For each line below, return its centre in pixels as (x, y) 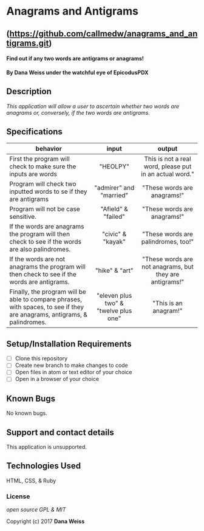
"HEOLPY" (114, 166)
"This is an (168, 303)
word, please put (168, 166)
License (18, 496)
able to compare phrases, (46, 300)
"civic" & (114, 234)
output (168, 149)
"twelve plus (114, 311)
